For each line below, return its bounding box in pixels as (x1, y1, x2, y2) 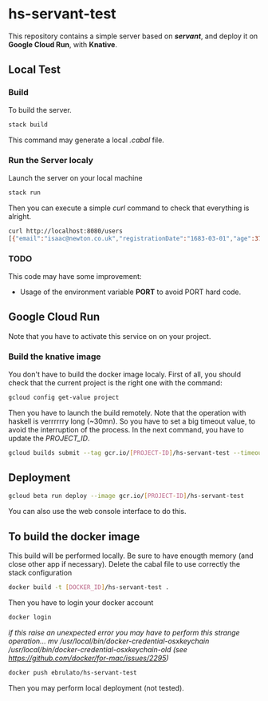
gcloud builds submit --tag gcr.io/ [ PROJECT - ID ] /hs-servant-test (8, 448, 230, 456)
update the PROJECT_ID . (8, 433, 90, 443)
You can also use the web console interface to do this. (8, 507, 187, 516)
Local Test (8, 63, 61, 77)
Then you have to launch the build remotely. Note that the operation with (8, 408, 246, 417)
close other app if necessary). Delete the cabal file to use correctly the (8, 560, 241, 569)
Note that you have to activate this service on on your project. (8, 331, 211, 341)
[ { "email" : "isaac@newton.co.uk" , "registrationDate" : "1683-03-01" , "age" (8, 234, 251, 242)
